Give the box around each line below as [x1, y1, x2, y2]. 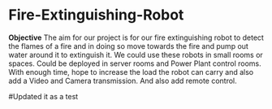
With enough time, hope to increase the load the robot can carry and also [8, 67, 254, 76]
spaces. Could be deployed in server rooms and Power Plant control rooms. [8, 59, 261, 68]
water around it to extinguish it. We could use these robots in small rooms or [8, 50, 264, 59]
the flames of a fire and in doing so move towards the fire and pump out [8, 41, 249, 50]
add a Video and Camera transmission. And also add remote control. [8, 76, 237, 85]
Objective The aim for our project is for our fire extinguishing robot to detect [8, 33, 264, 42]
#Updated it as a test [8, 91, 79, 101]
